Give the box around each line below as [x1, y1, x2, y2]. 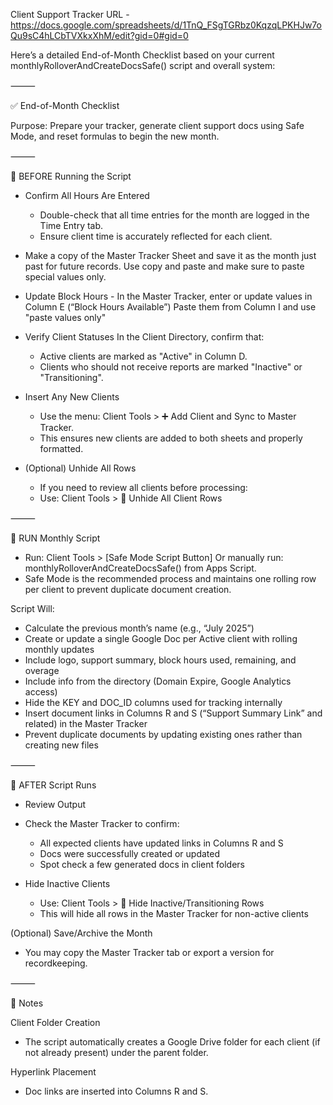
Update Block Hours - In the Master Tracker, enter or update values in [24, 290, 313, 302]
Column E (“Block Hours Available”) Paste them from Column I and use [24, 301, 317, 313]
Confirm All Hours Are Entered [24, 190, 150, 201]
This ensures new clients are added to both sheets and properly [39, 432, 303, 444]
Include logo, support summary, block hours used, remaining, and [24, 654, 297, 666]
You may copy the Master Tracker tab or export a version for [24, 947, 275, 958]
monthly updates [24, 644, 95, 655]
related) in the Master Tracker [24, 718, 148, 729]
